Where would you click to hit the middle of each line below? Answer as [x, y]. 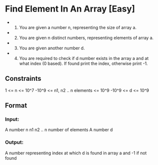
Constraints [23, 79]
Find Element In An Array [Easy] [70, 9]
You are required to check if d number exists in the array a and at [84, 58]
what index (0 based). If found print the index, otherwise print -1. [84, 63]
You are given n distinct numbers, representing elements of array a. [86, 38]
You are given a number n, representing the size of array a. [78, 27]
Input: [12, 120]
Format [16, 106]
